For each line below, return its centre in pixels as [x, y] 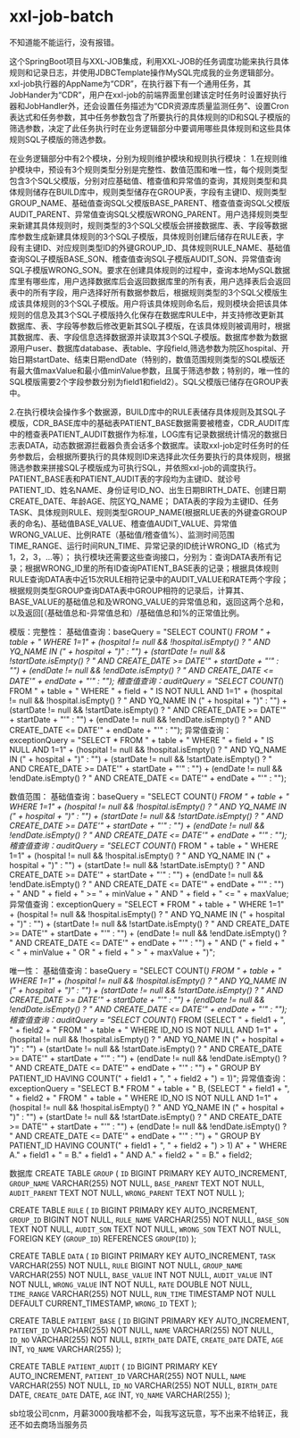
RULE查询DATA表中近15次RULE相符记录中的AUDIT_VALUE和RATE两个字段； [149, 579]
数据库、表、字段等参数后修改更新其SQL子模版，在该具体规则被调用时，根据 [150, 326]
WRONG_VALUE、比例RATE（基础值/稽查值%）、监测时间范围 [122, 534]
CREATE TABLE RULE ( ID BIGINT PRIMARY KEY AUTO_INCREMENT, [133, 1210]
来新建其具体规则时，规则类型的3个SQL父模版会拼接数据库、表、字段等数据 [149, 225]
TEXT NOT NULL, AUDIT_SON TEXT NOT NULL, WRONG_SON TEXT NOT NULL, [145, 1229]
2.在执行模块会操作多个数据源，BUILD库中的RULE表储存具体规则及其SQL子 [148, 412]
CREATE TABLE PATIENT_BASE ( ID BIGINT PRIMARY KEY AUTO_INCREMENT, [150, 1320]
